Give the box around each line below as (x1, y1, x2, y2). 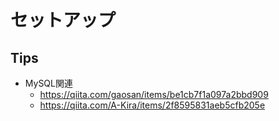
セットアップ (10, 9, 117, 32)
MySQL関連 (24, 77, 73, 89)
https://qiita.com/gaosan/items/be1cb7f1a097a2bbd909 (39, 89, 269, 100)
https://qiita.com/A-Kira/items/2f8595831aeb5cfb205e (39, 99, 266, 111)
